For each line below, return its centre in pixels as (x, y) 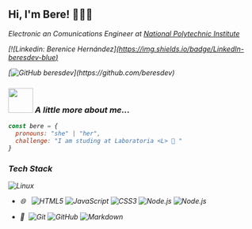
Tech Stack (31, 168)
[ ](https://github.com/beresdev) (92, 73)
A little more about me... (82, 110)
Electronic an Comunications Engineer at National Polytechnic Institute (124, 33)
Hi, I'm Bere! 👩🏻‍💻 (51, 15)
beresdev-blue (32, 57)
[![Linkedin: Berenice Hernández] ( (63, 49)
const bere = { (33, 126)
